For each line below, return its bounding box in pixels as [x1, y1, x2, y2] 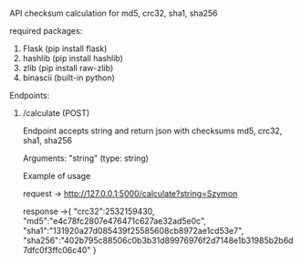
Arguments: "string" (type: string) [22, 153, 149, 164]
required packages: [9, 26, 83, 36]
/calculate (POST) [22, 108, 90, 118]
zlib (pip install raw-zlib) [22, 63, 114, 73]
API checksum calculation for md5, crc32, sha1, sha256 [9, 8, 218, 18]
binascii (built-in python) [22, 72, 116, 83]
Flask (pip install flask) [22, 43, 108, 54]
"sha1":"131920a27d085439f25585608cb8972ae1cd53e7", [22, 226, 245, 236]
